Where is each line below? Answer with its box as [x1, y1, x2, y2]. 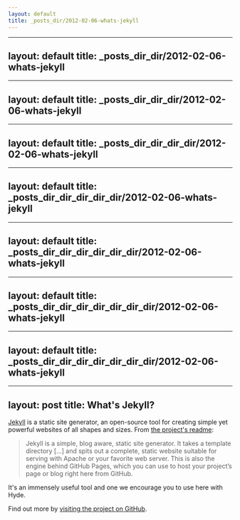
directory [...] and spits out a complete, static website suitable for [25, 447, 217, 455]
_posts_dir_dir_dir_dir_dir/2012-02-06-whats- [8, 191, 218, 203]
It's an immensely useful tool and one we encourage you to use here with [8, 483, 224, 492]
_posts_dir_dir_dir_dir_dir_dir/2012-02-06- [8, 246, 202, 258]
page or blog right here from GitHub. [25, 469, 133, 477]
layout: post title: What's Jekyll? [8, 399, 155, 411]
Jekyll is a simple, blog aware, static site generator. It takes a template [25, 439, 231, 447]
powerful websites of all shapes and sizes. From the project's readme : [8, 425, 214, 434]
